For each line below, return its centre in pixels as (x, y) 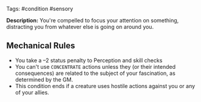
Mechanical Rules (41, 46)
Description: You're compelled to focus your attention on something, (93, 20)
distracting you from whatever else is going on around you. (80, 27)
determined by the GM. (44, 79)
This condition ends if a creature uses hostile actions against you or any (105, 86)
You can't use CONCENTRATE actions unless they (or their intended (95, 66)
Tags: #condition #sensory (40, 9)
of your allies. (32, 92)
